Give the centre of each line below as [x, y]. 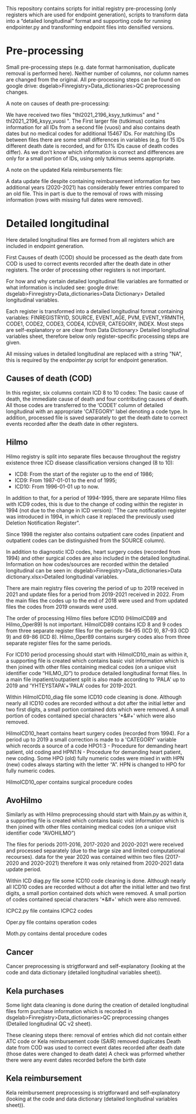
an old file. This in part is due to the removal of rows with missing [85, 194]
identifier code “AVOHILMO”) [41, 833]
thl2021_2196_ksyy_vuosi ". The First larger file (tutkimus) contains [86, 121]
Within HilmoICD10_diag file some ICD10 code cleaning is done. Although [94, 697]
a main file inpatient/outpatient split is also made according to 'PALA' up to [96, 679]
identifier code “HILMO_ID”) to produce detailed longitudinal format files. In [97, 673]
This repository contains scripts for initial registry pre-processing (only [91, 9]
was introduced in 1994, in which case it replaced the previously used [90, 516]
